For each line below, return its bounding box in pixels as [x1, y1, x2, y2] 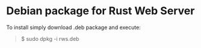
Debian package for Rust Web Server [6, 4, 195, 18]
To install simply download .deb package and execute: [6, 24, 141, 31]
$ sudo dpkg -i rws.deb [20, 35, 79, 42]
